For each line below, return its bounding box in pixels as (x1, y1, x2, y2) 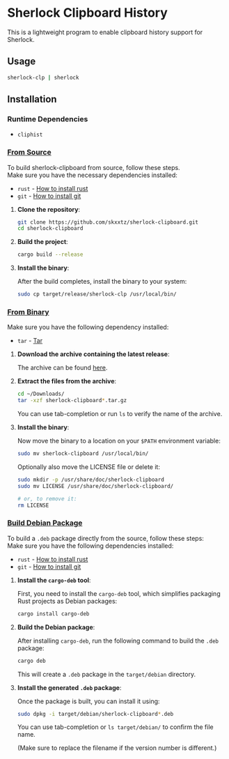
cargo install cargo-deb (17, 610, 90, 618)
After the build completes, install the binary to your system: (17, 277, 187, 286)
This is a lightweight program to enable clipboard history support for (7, 28, 203, 36)
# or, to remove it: (17, 495, 77, 503)
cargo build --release (17, 251, 84, 259)
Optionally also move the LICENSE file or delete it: (17, 463, 160, 471)
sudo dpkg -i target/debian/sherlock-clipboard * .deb (17, 710, 174, 717)
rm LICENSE (17, 502, 49, 509)
